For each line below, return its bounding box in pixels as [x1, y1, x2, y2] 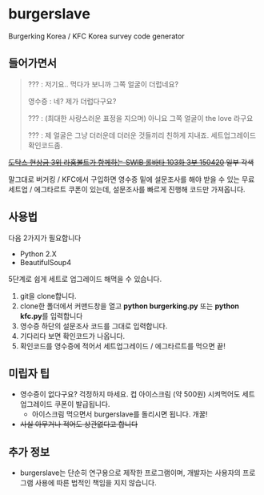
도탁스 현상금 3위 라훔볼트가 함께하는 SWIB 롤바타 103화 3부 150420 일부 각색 [8, 157, 254, 167]
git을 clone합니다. [19, 291, 78, 300]
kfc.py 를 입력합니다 [19, 311, 83, 320]
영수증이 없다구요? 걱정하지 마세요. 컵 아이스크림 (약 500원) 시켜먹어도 [19, 389, 241, 399]
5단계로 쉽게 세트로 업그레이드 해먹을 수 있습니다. [8, 274, 162, 284]
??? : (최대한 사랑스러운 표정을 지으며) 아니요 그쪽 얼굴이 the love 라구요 [27, 113, 254, 123]
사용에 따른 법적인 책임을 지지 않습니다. [34, 478, 158, 488]
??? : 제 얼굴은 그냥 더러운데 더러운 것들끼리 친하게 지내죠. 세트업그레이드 [27, 130, 257, 140]
